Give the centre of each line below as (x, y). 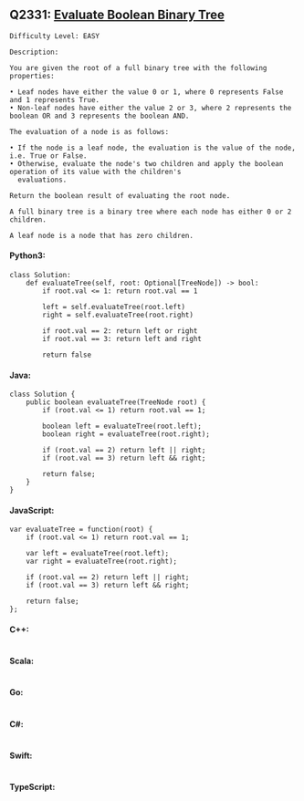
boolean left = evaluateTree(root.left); (122, 427)
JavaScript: (32, 510)
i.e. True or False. (49, 156)
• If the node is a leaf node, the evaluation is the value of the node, (153, 148)
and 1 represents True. (55, 99)
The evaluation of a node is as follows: (89, 131)
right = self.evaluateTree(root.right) (118, 315)
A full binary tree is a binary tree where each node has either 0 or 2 (151, 212)
